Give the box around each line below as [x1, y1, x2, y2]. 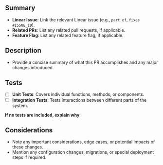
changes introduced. [12, 64, 54, 70]
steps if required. [12, 154, 47, 160]
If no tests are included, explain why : [5, 112, 81, 118]
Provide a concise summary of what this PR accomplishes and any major [12, 59, 158, 65]
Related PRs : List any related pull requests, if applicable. [12, 27, 126, 33]
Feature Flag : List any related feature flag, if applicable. [12, 32, 124, 38]
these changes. [12, 144, 43, 150]
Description [5, 46, 41, 55]
